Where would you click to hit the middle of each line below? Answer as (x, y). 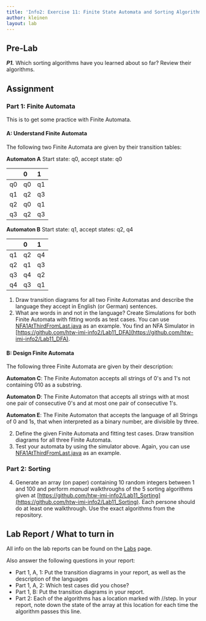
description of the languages (51, 579)
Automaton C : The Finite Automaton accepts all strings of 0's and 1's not (98, 378)
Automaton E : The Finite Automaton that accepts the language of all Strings (102, 415)
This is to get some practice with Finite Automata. (69, 119)
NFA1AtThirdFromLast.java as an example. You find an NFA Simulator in (105, 326)
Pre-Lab (22, 48)
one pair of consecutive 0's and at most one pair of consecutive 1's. (92, 403)
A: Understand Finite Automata (47, 134)
